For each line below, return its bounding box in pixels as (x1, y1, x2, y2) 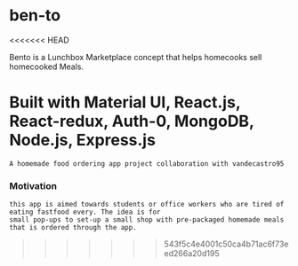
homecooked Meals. (9, 61, 85, 72)
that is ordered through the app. (9, 223, 138, 232)
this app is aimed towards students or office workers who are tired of (9, 200, 285, 209)
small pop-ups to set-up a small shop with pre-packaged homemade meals (9, 215, 285, 224)
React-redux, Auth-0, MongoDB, (9, 112, 254, 131)
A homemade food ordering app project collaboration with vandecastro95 (9, 159, 285, 168)
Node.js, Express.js (9, 130, 156, 151)
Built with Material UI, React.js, (9, 92, 241, 113)
